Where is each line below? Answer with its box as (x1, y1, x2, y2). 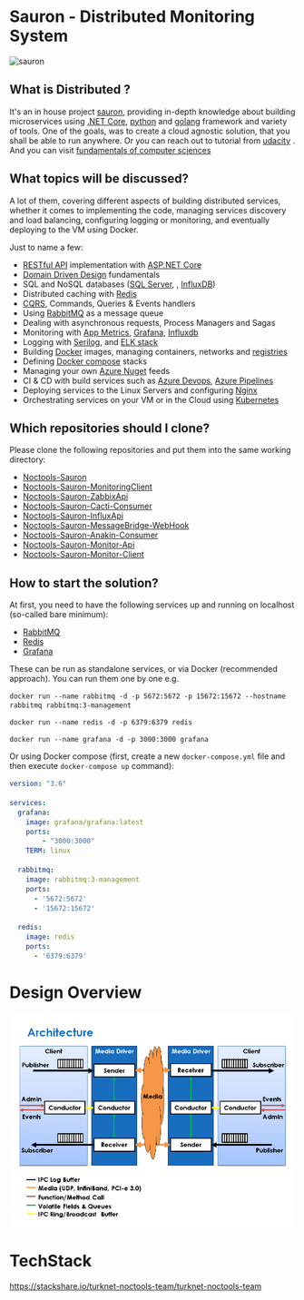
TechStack (9, 1250, 93, 1271)
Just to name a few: (9, 241, 83, 252)
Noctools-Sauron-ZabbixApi (22, 491, 129, 502)
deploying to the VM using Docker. (9, 224, 139, 235)
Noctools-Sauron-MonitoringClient (22, 481, 152, 492)
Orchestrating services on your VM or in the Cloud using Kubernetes (22, 394, 279, 405)
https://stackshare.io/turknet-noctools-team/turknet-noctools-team (9, 1280, 262, 1291)
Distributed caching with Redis (22, 288, 138, 299)
